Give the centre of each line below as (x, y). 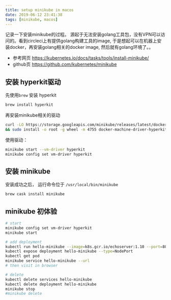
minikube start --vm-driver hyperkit (45, 149)
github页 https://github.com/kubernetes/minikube (65, 65)
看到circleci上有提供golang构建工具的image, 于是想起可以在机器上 (88, 41)
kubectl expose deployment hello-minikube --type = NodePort (69, 251)
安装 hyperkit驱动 (33, 82)
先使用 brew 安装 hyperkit (31, 95)
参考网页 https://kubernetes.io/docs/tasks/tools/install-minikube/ (81, 58)
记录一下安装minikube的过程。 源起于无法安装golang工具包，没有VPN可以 (83, 35)
